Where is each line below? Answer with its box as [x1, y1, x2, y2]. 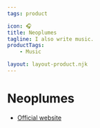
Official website [17, 113, 62, 122]
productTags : [7, 42, 45, 49]
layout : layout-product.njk [7, 61, 88, 68]
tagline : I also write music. [7, 35, 94, 42]
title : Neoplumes [7, 29, 57, 36]
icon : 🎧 [7, 22, 32, 30]
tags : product [7, 10, 48, 17]
